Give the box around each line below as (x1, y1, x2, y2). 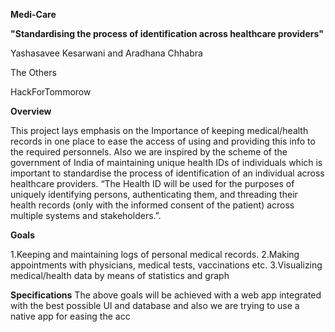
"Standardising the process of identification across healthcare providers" (10, 28, 324, 39)
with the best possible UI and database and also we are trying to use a (10, 300, 300, 311)
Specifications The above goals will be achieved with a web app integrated (10, 289, 322, 301)
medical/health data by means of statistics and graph (10, 270, 230, 281)
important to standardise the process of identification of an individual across (10, 167, 325, 179)
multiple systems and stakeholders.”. (10, 210, 162, 221)
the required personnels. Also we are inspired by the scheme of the (10, 146, 288, 158)
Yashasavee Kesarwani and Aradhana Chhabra (10, 47, 203, 59)
